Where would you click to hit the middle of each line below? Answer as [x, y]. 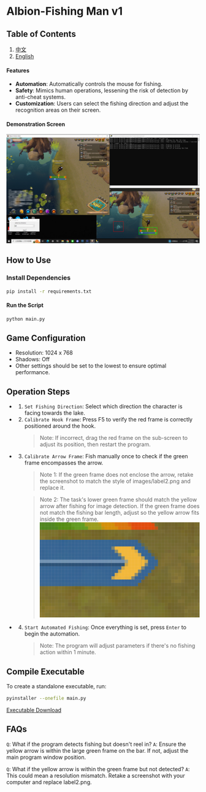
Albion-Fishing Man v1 [65, 11]
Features [18, 70]
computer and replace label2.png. [49, 782]
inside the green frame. [69, 519]
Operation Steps [38, 392]
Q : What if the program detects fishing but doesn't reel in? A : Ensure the [96, 744]
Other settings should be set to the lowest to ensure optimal [91, 366]
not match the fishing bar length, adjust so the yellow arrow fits [119, 513]
